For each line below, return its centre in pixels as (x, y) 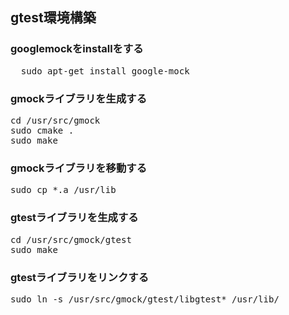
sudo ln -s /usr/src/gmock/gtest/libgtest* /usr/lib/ (145, 299)
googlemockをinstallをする (77, 49)
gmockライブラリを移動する (79, 168)
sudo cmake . (42, 130)
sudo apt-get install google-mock (105, 71)
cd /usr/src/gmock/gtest (71, 239)
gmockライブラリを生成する (79, 98)
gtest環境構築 (53, 18)
